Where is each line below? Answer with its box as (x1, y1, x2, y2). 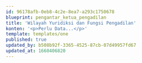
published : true (5, 37, 47, 43)
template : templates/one (5, 31, 69, 37)
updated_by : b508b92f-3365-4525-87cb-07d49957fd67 (5, 43, 137, 49)
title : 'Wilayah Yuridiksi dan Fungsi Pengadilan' (5, 20, 137, 26)
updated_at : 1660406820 (5, 48, 66, 54)
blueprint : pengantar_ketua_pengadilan (5, 14, 107, 20)
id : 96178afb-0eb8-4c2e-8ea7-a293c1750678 (5, 8, 115, 15)
